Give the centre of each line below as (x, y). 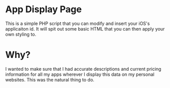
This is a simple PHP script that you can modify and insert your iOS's (78, 23)
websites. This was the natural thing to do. (50, 79)
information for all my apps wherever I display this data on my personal (80, 74)
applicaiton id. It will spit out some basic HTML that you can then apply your (85, 28)
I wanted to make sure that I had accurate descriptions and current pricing (83, 69)
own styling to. (21, 34)
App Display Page (44, 9)
